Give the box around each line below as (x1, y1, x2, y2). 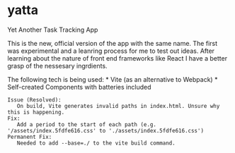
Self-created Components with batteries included (7, 82, 151, 91)
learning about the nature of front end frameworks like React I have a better (7, 54, 228, 62)
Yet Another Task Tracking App (7, 25, 98, 34)
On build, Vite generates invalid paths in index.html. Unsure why (16, 102, 220, 109)
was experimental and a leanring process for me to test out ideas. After (7, 47, 214, 55)
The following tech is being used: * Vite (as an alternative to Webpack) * (7, 75, 218, 83)
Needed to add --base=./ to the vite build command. (16, 140, 176, 147)
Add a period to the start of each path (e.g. (16, 121, 157, 128)
